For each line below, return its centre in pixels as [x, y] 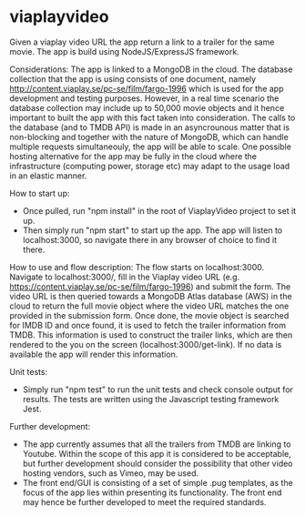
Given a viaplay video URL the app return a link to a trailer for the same [142, 42]
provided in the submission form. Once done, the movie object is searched [149, 315]
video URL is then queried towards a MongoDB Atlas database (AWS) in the [151, 296]
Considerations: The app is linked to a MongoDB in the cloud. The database [151, 69]
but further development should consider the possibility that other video [158, 463]
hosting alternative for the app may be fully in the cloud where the [133, 156]
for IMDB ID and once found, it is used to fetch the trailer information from [148, 325]
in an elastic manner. [48, 176]
